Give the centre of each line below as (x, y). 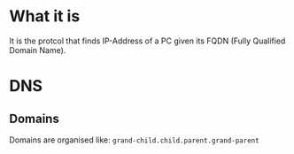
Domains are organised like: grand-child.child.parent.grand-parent (134, 140)
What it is (45, 16)
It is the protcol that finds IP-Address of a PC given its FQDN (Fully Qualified (147, 41)
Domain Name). (38, 50)
